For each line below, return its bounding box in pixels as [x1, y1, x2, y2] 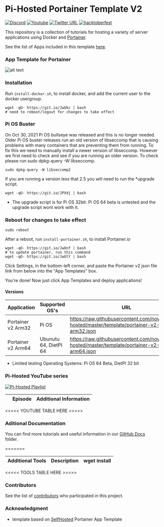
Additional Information [36, 395, 90, 402]
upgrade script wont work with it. [12, 204, 79, 210]
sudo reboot [5, 228, 29, 233]
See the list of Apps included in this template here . [5, 44, 106, 49]
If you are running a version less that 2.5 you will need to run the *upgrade [5, 176, 155, 182]
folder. [5, 436, 18, 442]
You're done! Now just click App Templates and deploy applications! [5, 277, 142, 283]
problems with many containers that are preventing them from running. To [5, 142, 154, 148]
